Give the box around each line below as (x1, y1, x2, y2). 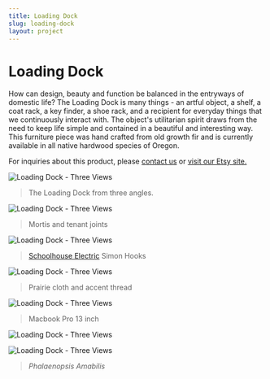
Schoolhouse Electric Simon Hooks (28, 251, 146, 261)
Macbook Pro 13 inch (28, 314, 99, 324)
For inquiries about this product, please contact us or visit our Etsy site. (8, 156, 247, 167)
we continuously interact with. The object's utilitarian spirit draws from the (8, 115, 258, 124)
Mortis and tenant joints (28, 220, 108, 229)
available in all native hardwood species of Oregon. (8, 141, 180, 150)
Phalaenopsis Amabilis (28, 361, 106, 371)
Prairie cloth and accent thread (28, 282, 133, 293)
